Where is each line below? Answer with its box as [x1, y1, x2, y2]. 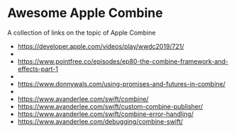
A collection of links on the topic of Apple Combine [7, 28, 156, 37]
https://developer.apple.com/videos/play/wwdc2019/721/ [17, 42, 184, 50]
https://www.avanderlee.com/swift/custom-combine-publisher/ [17, 102, 203, 110]
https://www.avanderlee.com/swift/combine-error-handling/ [17, 110, 193, 118]
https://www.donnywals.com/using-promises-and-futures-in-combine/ [17, 79, 225, 88]
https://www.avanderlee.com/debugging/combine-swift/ [17, 117, 184, 125]
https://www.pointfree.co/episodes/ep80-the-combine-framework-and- [17, 57, 229, 65]
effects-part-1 [17, 64, 59, 73]
